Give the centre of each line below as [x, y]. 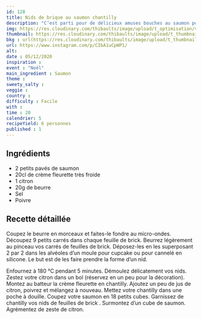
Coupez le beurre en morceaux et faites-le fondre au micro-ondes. [89, 234]
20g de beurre [33, 187]
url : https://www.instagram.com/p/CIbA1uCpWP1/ [67, 46]
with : [14, 107]
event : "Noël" [25, 68]
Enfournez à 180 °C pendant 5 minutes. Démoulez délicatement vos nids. [96, 271]
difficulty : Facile [32, 101]
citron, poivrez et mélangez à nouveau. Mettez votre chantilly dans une [94, 290]
